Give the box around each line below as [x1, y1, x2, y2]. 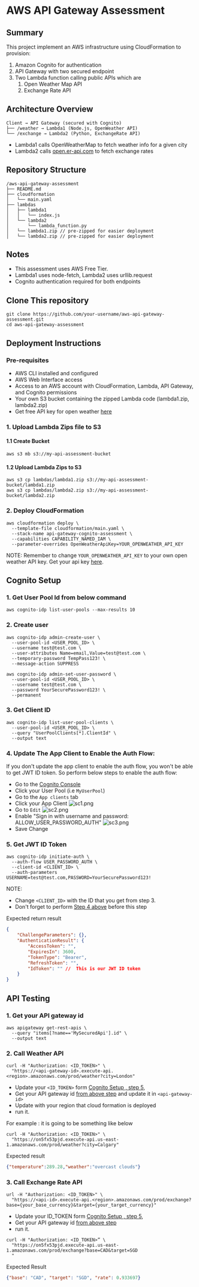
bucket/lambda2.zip [6, 493, 55, 499]
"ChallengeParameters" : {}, [17, 932, 87, 938]
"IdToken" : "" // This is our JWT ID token [28, 966, 141, 972]
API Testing [6, 993, 50, 1003]
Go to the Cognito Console [14, 780, 81, 788]
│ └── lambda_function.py [6, 222, 87, 228]
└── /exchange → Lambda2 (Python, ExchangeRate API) [6, 130, 141, 137]
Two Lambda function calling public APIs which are [14, 74, 141, 81]
